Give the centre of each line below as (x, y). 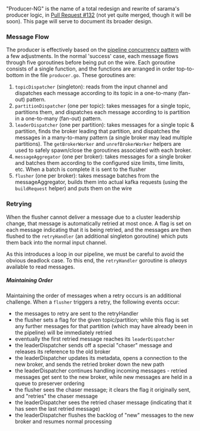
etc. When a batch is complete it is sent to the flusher (80, 169)
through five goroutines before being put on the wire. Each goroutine (91, 63)
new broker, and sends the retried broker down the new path (89, 364)
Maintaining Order (30, 280)
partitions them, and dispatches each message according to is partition (102, 112)
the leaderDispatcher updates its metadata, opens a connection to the (101, 357)
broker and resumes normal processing (63, 421)
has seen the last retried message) (57, 408)
